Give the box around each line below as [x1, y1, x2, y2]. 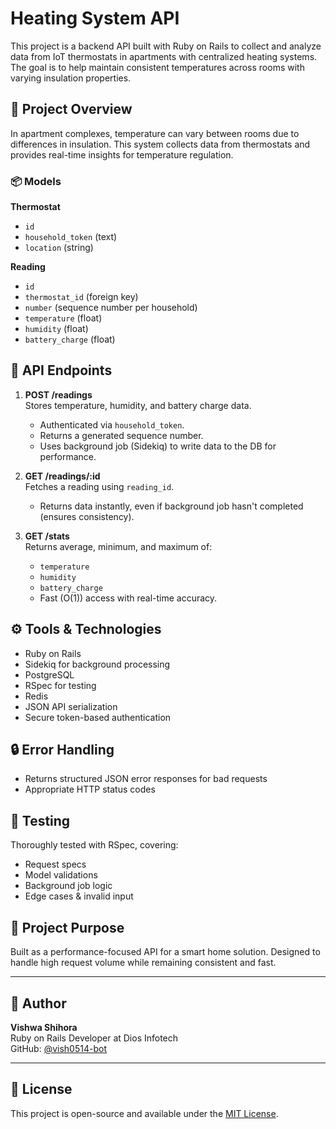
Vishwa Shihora [10, 1021, 78, 1033]
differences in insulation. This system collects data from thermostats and [10, 138, 311, 150]
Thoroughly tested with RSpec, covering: [10, 839, 179, 851]
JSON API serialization [24, 700, 118, 712]
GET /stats [24, 530, 70, 542]
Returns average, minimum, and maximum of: [24, 540, 213, 552]
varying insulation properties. [10, 72, 132, 84]
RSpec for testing [24, 679, 97, 691]
